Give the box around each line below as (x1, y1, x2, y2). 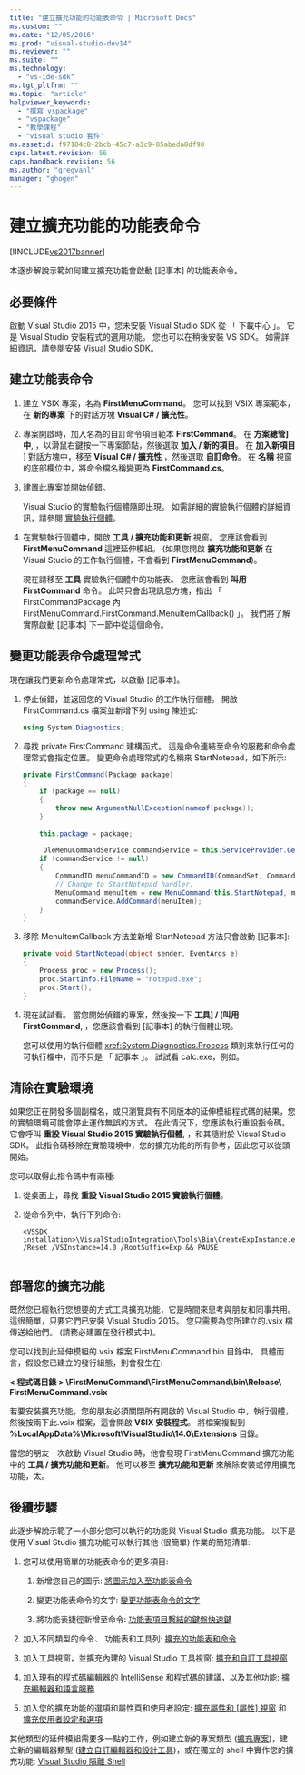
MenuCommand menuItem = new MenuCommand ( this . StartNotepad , (55, 887, 288, 897)
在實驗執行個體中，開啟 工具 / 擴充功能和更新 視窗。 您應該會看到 (22, 531, 268, 542)
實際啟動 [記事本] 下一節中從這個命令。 (22, 619, 169, 630)
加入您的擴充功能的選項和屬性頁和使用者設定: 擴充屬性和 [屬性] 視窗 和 (22, 1702, 287, 1713)
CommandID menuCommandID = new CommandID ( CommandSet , (55, 871, 263, 880)
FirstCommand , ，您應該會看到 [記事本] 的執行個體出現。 (22, 1020, 239, 1031)
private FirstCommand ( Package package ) (22, 769, 174, 779)
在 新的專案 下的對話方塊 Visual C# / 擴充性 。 (22, 409, 193, 420)
